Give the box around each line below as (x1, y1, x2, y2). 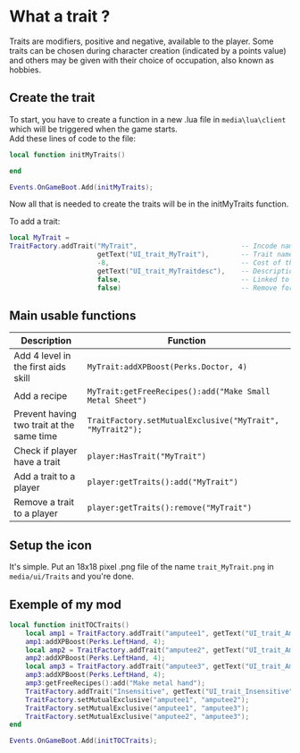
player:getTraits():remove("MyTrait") (87, 503, 253, 513)
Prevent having (13, 408, 78, 420)
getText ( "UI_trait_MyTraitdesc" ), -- (96, 267, 250, 275)
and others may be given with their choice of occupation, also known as (9, 55, 274, 65)
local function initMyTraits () (9, 150, 126, 159)
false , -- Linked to (96, 275, 290, 283)
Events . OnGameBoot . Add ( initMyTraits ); (9, 182, 154, 191)
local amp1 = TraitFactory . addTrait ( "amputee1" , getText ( (25, 629, 246, 638)
